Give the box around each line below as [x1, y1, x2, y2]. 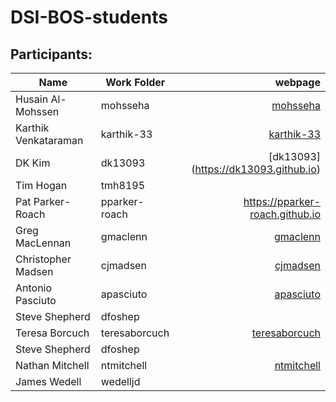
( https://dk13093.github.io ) [191, 162, 321, 176]
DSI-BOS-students [10, 6, 168, 29]
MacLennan [15, 236, 72, 250]
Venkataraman [15, 134, 84, 147]
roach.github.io [249, 207, 321, 221]
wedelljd [100, 375, 141, 388]
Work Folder [105, 76, 166, 89]
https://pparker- [243, 195, 321, 208]
